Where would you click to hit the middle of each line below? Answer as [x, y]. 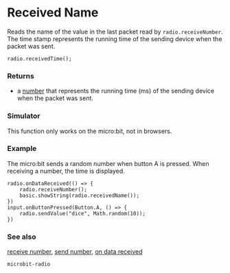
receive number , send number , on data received [75, 252]
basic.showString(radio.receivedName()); [79, 195]
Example [22, 149]
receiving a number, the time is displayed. [66, 171]
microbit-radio [29, 264]
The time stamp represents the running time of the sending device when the [115, 38]
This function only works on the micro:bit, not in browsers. [90, 131]
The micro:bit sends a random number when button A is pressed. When [108, 163]
